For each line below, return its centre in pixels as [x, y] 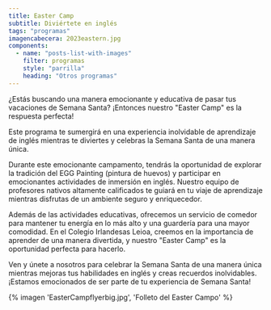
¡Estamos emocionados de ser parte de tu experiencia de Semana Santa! [130, 281]
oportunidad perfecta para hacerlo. [67, 249]
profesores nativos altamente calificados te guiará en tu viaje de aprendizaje [135, 190]
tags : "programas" [39, 31]
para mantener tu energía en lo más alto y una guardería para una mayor [129, 223]
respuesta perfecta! [41, 116]
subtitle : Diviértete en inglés [63, 23]
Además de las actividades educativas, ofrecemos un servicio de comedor [133, 214]
